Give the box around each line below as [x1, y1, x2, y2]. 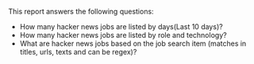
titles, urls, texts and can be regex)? [19, 47, 137, 56]
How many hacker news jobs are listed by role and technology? [19, 31, 228, 40]
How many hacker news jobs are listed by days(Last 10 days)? [19, 22, 224, 31]
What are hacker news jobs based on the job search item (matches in [19, 39, 247, 48]
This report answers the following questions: [8, 7, 154, 16]
